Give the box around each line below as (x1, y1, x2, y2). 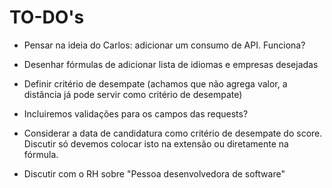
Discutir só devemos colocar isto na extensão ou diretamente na (23, 137, 289, 150)
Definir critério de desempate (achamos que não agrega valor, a (23, 77, 288, 90)
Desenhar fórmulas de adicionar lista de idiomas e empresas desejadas (23, 58, 319, 70)
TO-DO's (9, 6, 85, 29)
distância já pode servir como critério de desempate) (23, 88, 243, 100)
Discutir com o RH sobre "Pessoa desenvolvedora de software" (23, 167, 286, 180)
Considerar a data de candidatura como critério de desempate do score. (23, 127, 323, 139)
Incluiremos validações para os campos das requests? (23, 107, 249, 120)
